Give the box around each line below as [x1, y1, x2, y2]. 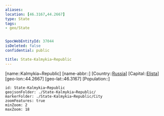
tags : [5, 21, 16, 26]
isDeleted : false [5, 43, 41, 48]
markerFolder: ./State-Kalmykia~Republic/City [5, 94, 103, 99]
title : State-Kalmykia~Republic [5, 57, 72, 62]
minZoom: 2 [5, 102, 28, 108]
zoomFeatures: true [5, 98, 45, 103]
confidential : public [5, 48, 50, 53]
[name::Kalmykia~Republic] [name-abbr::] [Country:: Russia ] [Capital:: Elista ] [5, 70, 160, 77]
